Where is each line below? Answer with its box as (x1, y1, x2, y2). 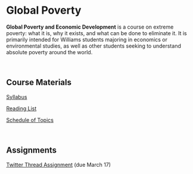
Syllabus (6, 93, 27, 100)
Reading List (6, 105, 37, 112)
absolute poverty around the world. (6, 48, 93, 55)
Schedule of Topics (6, 116, 54, 123)
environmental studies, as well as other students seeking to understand (6, 42, 182, 49)
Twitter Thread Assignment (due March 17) (6, 161, 111, 168)
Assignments (6, 145, 57, 156)
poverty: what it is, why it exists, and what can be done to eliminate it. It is (6, 29, 187, 36)
